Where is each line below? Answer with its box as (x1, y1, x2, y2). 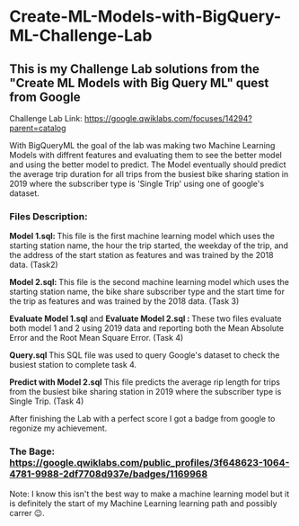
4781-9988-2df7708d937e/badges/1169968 (9, 468, 208, 480)
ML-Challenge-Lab (9, 25, 153, 46)
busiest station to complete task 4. (9, 360, 137, 370)
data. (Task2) (9, 259, 58, 271)
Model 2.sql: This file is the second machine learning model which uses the (9, 277, 290, 288)
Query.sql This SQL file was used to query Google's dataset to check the (9, 350, 280, 361)
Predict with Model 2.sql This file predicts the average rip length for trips (9, 377, 281, 388)
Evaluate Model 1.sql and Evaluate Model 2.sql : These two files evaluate (9, 313, 283, 325)
